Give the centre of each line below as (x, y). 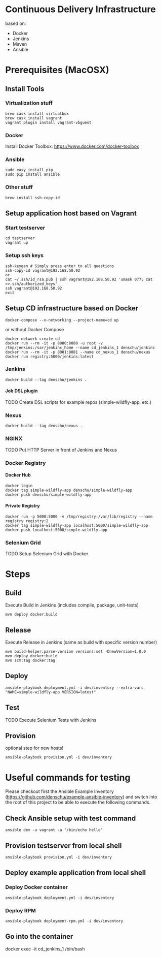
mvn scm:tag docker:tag (30, 661)
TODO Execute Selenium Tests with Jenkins (51, 720)
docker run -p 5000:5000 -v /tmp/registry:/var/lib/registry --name (79, 517)
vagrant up (17, 243)
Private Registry (23, 506)
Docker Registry (26, 463)
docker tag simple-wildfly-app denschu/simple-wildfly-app (69, 490)
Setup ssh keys (25, 256)
